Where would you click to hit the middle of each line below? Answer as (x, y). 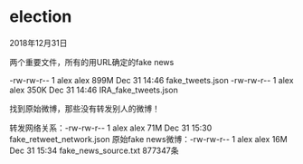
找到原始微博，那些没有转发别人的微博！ (85, 108)
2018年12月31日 (38, 43)
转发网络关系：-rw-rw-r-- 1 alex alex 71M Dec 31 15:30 (111, 128)
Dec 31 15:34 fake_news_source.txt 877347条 (94, 150)
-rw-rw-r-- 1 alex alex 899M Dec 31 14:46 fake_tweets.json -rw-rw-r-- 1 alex (151, 80)
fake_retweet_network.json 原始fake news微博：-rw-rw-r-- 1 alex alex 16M (148, 139)
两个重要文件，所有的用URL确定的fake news (92, 62)
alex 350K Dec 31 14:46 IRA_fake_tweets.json (94, 90)
